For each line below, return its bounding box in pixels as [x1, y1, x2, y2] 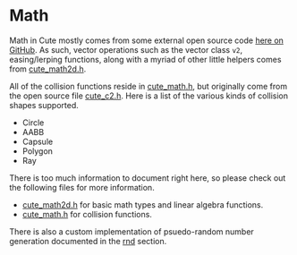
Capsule [21, 136, 54, 147]
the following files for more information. [9, 182, 155, 192]
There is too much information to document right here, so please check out [9, 172, 286, 183]
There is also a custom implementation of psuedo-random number [9, 225, 255, 237]
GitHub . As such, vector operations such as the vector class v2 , [9, 44, 243, 55]
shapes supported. [9, 99, 79, 110]
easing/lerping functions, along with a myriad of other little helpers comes [9, 54, 282, 64]
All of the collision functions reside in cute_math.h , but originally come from [9, 81, 288, 91]
